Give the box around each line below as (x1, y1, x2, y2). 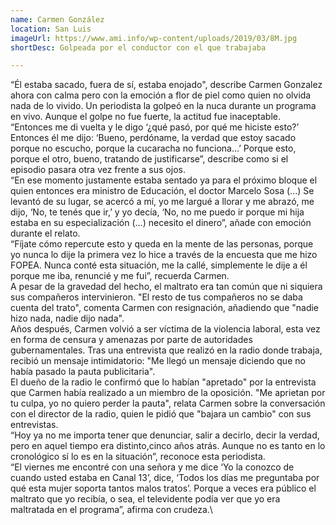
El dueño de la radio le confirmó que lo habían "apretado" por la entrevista (10, 376, 317, 388)
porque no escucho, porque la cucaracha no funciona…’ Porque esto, (10, 142, 297, 155)
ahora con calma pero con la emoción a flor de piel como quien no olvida (10, 89, 312, 101)
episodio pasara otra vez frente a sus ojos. (10, 164, 186, 176)
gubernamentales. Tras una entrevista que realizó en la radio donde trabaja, (10, 344, 323, 356)
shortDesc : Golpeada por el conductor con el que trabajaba (10, 42, 267, 53)
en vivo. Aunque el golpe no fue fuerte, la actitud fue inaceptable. (10, 111, 282, 123)
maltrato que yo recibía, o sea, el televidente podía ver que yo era (10, 493, 281, 505)
